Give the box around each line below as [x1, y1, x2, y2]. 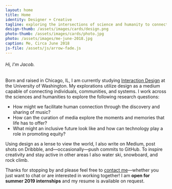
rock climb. [5, 157, 29, 163]
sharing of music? [12, 109, 51, 115]
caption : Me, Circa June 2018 [5, 41, 70, 46]
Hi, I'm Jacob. [5, 61, 35, 68]
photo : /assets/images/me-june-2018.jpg [5, 36, 93, 41]
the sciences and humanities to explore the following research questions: [5, 93, 160, 100]
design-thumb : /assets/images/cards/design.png [5, 27, 109, 32]
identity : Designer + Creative [5, 17, 72, 22]
